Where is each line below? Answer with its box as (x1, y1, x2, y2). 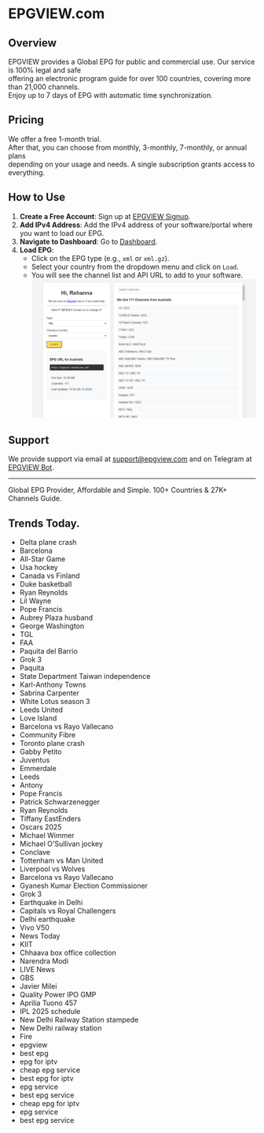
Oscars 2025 (19, 822, 62, 832)
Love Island (19, 713, 57, 722)
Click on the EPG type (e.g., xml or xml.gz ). (31, 253, 170, 263)
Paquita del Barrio (19, 646, 79, 655)
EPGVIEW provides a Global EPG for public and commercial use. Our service (8, 57, 255, 66)
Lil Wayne (19, 596, 52, 606)
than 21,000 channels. (8, 82, 80, 91)
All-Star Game (19, 553, 66, 564)
